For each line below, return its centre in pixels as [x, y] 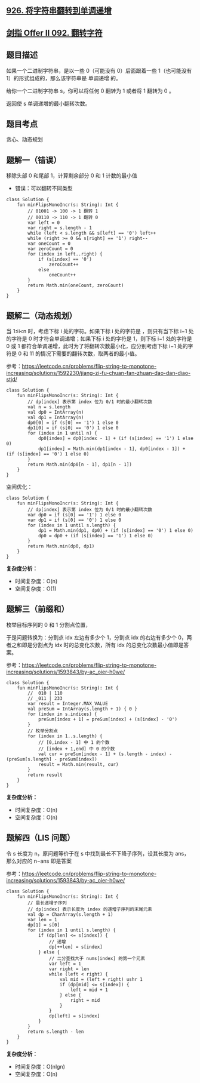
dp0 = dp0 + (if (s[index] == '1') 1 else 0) [96, 536]
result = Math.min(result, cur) [78, 764]
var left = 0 [44, 223]
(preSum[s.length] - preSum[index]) [52, 759]
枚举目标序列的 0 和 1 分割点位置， [49, 624]
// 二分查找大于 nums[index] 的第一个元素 [97, 958]
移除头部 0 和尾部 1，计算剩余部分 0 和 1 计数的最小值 [72, 176]
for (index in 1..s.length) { [65, 736]
